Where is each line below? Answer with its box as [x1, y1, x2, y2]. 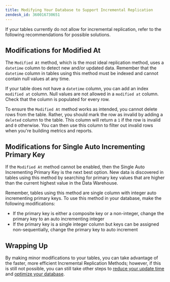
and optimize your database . [5, 271, 65, 277]
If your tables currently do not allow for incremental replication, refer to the [5, 26, 161, 32]
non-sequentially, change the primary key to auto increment [12, 227, 138, 233]
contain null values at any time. [5, 76, 70, 82]
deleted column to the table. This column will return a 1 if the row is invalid [5, 117, 161, 123]
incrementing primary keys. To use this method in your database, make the [5, 195, 162, 201]
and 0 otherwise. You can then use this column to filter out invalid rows [5, 122, 153, 128]
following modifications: [5, 201, 55, 207]
